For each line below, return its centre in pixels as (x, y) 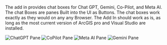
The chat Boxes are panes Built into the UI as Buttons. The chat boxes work (83, 12)
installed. (14, 28)
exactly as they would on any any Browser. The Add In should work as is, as (83, 18)
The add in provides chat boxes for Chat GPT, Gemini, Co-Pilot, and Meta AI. (84, 7)
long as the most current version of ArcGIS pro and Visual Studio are (76, 23)
